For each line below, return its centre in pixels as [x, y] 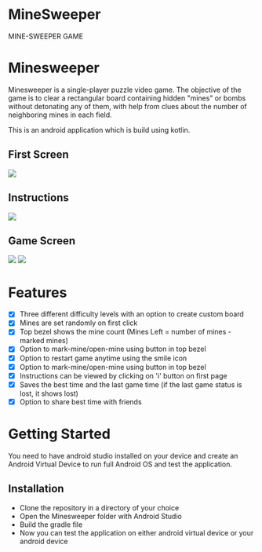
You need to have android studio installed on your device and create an [123, 455]
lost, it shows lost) [49, 393]
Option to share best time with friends [81, 401]
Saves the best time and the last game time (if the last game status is [131, 384]
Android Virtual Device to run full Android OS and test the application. [120, 464]
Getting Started [60, 434]
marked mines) [44, 341]
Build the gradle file [51, 525]
